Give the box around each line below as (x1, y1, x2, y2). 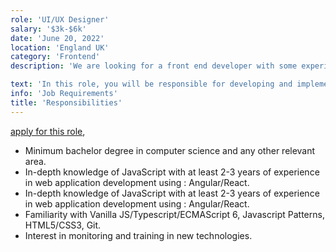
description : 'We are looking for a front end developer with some (10, 61, 298, 71)
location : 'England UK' (10, 42, 110, 53)
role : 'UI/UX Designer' (10, 14, 110, 25)
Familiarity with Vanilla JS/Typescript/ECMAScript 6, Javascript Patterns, (24, 208, 325, 220)
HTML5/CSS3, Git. (24, 219, 102, 231)
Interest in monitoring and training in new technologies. (24, 229, 253, 241)
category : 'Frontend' (10, 52, 101, 62)
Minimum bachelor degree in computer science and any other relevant (24, 144, 316, 156)
